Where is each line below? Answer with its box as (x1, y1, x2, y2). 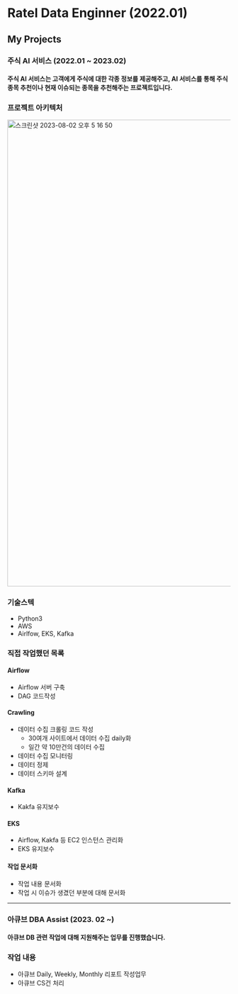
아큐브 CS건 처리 (17, 979, 65, 988)
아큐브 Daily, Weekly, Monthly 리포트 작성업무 (17, 970, 147, 978)
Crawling (7, 708, 35, 717)
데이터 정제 (17, 760, 49, 769)
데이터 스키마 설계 (17, 769, 67, 778)
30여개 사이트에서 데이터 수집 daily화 (28, 734, 132, 742)
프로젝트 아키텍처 (7, 103, 63, 113)
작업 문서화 (7, 862, 38, 871)
